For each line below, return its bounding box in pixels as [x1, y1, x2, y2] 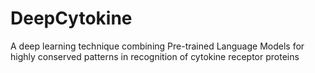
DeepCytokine [10, 7, 133, 30]
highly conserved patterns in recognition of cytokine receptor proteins [10, 50, 300, 62]
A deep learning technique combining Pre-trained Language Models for [10, 40, 305, 52]
